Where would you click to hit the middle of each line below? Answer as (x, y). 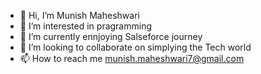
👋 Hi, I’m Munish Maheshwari (79, 15)
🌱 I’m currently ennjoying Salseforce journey (111, 36)
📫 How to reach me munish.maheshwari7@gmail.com (132, 58)
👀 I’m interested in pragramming (86, 26)
